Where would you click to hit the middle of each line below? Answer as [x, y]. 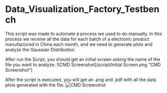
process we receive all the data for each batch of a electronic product [77, 39]
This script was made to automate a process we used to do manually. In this [83, 33]
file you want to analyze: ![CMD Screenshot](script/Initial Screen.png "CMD [83, 64]
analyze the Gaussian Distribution [40, 49]
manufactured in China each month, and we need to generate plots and [79, 44]
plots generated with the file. [35, 85]
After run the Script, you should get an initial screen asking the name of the [83, 59]
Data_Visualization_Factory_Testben [82, 9]
